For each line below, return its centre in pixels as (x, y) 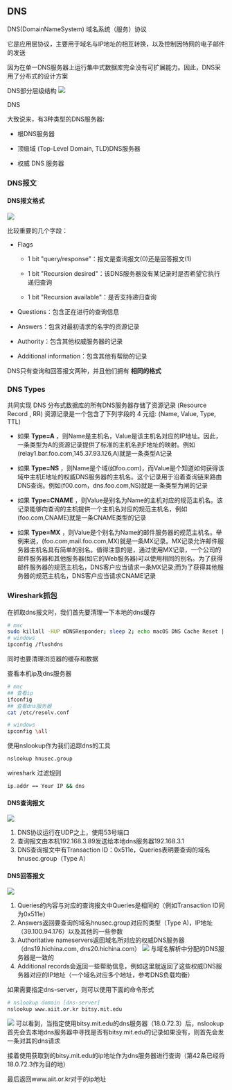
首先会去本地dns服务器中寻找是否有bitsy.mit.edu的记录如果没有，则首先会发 (116, 1032)
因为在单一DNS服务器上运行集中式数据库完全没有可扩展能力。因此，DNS (111, 67)
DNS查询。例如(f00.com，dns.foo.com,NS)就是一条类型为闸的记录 (112, 486)
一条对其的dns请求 (34, 1041)
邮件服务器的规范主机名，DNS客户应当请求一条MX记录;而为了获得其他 (117, 567)
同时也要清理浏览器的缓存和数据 (53, 659)
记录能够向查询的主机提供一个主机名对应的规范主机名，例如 (102, 509)
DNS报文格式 (26, 201)
